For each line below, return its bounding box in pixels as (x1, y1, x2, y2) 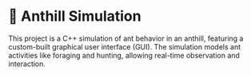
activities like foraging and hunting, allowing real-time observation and (8, 50, 240, 60)
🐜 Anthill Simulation (8, 7, 141, 26)
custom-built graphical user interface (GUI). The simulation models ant (8, 41, 241, 51)
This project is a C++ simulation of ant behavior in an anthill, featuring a (8, 34, 244, 43)
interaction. (8, 59, 46, 69)
